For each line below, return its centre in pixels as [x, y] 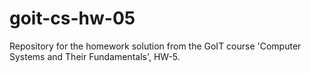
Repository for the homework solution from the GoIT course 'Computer [155, 46]
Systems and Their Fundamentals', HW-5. [95, 56]
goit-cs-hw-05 [72, 18]
